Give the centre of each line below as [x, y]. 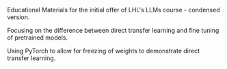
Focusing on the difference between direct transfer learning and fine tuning [113, 30]
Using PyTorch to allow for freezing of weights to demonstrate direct [104, 51]
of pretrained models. [38, 38]
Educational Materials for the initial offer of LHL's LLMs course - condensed [113, 10]
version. [18, 17]
